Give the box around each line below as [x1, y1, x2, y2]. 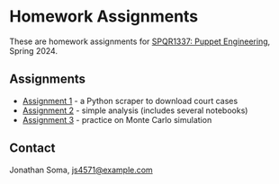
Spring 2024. [9, 45, 58, 56]
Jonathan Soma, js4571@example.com [9, 164, 153, 175]
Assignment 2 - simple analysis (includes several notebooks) [22, 105, 248, 116]
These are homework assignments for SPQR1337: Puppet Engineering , [9, 36, 271, 47]
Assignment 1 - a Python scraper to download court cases [22, 95, 238, 106]
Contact [9, 141, 56, 156]
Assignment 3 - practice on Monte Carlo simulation [22, 114, 212, 125]
